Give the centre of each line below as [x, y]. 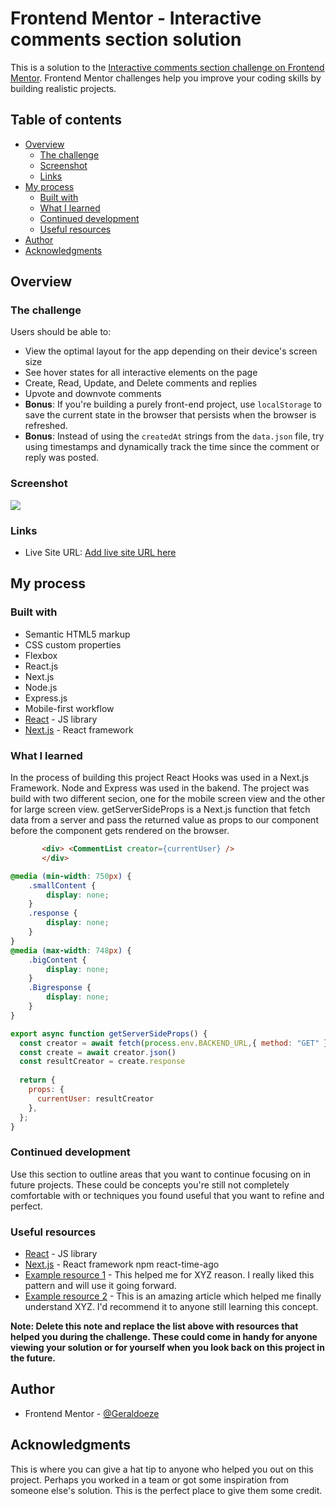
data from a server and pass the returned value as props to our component [164, 820]
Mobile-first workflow [69, 708]
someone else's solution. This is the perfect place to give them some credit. [166, 1490]
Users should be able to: [61, 332]
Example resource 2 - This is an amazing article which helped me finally [173, 1296]
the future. [33, 1358]
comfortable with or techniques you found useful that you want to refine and [167, 1195]
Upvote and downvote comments [93, 394]
